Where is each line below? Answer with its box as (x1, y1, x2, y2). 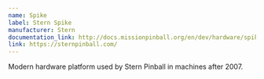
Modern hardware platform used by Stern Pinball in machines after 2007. (8, 62, 244, 71)
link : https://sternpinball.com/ (8, 41, 118, 48)
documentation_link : (8, 33, 76, 41)
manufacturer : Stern (8, 26, 76, 34)
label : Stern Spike (8, 19, 72, 27)
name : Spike (8, 11, 47, 20)
